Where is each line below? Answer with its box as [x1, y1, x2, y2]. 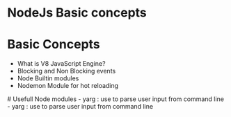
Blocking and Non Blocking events [17, 67, 116, 75]
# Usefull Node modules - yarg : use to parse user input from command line [7, 95, 225, 103]
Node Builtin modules [17, 74, 79, 82]
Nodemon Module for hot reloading [17, 82, 119, 90]
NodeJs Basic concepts [7, 5, 148, 21]
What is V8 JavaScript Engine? [17, 60, 106, 68]
